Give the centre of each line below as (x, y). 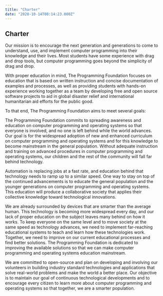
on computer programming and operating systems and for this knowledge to (81, 141)
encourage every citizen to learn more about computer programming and (78, 283)
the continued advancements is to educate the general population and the (79, 182)
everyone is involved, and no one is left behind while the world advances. (79, 131)
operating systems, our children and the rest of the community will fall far (79, 157)
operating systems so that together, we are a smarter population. (70, 288)
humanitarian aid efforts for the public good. (49, 102)
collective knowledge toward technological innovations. (61, 197)
